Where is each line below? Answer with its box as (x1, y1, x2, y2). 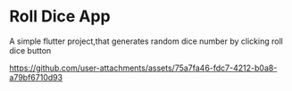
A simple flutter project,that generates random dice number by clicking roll (9, 36, 283, 46)
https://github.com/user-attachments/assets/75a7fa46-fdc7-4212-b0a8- (9, 62, 278, 73)
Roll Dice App (9, 6, 111, 27)
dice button (9, 45, 52, 55)
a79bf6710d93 (9, 71, 63, 82)
